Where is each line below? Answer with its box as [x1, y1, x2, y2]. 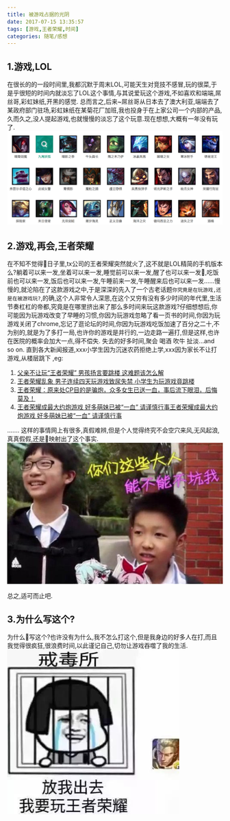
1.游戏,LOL [7, 60, 53, 72]
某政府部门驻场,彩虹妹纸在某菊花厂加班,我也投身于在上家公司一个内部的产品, [7, 106, 222, 115]
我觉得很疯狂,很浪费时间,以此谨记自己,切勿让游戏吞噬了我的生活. [7, 642, 188, 650]
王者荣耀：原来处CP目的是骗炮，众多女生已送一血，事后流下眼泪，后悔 [16, 386, 218, 394]
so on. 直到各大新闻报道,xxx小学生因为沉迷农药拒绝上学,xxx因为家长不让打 [7, 345, 218, 354]
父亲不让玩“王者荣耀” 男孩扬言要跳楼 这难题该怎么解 [16, 369, 164, 377]
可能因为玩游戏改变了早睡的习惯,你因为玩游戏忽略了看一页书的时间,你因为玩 [7, 311, 221, 319]
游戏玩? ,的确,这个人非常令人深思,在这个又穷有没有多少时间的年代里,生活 [22, 294, 222, 302]
